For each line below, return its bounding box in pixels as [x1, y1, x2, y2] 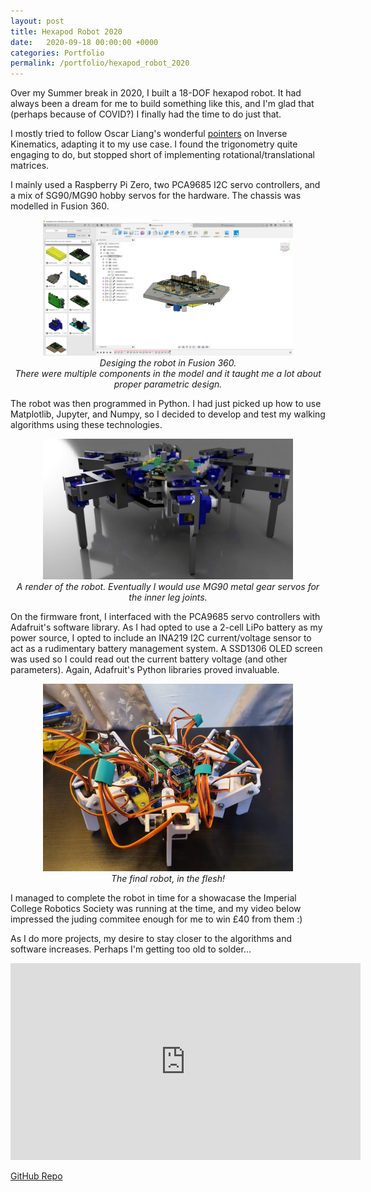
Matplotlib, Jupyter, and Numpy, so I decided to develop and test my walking [10, 408, 326, 420]
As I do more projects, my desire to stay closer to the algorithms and [10, 932, 292, 944]
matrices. [10, 160, 50, 172]
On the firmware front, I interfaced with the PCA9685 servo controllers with [10, 610, 321, 622]
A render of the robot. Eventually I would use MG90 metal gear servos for [16, 580, 320, 592]
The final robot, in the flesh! [111, 872, 225, 884]
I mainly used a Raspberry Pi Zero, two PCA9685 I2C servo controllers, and [10, 179, 321, 191]
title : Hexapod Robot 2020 [10, 26, 123, 37]
